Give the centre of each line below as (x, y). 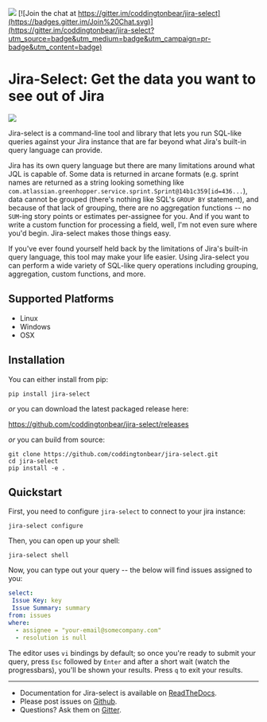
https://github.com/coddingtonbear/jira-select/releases (99, 424)
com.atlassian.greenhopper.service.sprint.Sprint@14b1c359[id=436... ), (128, 190)
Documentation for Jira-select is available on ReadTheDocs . (118, 693)
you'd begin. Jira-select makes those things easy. (90, 233)
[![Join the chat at (47, 13)
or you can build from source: (57, 439)
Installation (37, 360)
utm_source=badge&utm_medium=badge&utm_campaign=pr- (110, 39)
